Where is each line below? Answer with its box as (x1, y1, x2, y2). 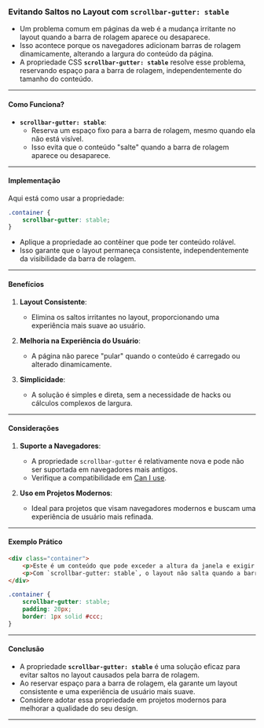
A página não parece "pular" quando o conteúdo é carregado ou (31, 351, 240, 360)
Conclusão (8, 644, 45, 654)
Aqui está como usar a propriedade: (8, 193, 125, 203)
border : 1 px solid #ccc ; (22, 612, 104, 621)
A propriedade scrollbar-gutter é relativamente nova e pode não (31, 456, 245, 465)
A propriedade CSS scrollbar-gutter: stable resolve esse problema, (19, 57, 246, 67)
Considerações (8, 424, 60, 433)
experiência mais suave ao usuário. (31, 321, 146, 330)
